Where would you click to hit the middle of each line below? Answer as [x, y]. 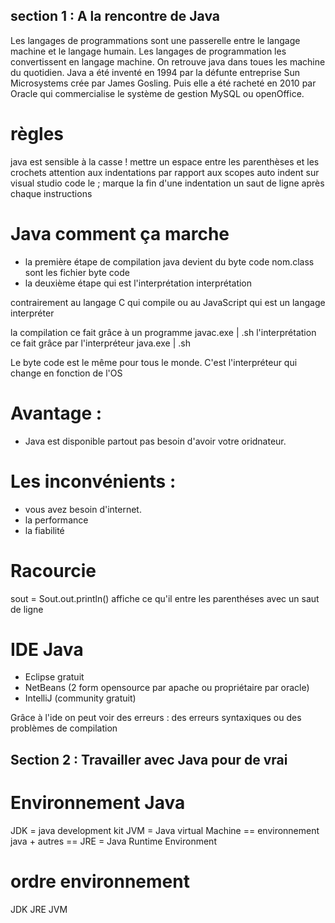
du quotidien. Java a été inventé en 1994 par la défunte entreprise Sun [155, 72]
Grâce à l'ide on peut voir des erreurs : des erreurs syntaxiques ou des [156, 718]
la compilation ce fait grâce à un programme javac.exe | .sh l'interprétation [163, 332]
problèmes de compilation [64, 728]
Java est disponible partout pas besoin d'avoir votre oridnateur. [155, 441]
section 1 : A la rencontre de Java [115, 16]
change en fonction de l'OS [66, 373]
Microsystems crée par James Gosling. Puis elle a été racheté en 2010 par [163, 83]
